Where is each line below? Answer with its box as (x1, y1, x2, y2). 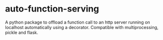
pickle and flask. (5, 29, 38, 35)
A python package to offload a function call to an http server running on (5, 19, 151, 25)
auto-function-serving (5, 3, 99, 14)
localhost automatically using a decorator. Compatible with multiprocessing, (5, 24, 159, 30)
